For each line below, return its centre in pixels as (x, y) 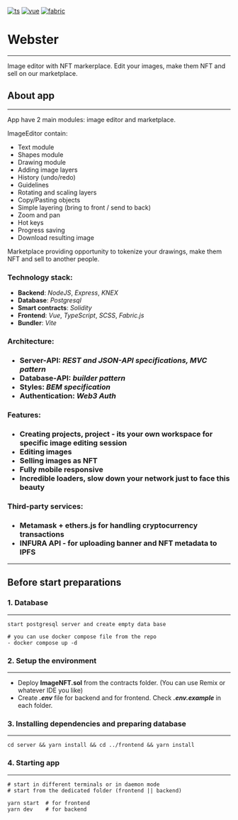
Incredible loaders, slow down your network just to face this (125, 478)
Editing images (46, 452)
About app (31, 96)
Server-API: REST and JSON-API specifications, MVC (113, 360)
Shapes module (40, 154)
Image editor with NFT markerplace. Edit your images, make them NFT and (117, 66)
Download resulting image (56, 237)
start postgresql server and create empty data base (87, 624)
